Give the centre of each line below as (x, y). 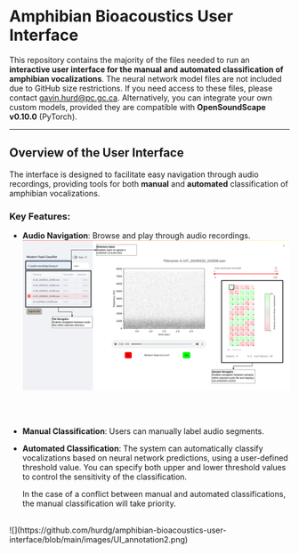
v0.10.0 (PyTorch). (43, 116)
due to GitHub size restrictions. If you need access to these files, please (141, 88)
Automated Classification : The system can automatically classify (143, 449)
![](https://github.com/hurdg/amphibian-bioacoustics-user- (118, 530)
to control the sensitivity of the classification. (105, 477)
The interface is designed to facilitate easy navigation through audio (134, 174)
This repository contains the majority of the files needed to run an (130, 60)
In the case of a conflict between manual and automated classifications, (154, 494)
